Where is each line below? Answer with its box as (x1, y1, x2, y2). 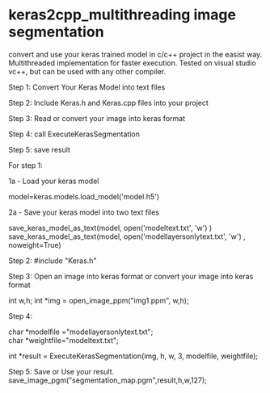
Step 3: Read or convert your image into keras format (8, 113, 186, 123)
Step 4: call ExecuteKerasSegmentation (8, 129, 140, 139)
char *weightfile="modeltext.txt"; (8, 335, 119, 345)
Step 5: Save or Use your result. (8, 366, 115, 376)
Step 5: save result (8, 144, 71, 154)
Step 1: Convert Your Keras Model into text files (8, 82, 166, 92)
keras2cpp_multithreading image (8, 6, 237, 24)
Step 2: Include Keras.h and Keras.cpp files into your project (8, 98, 209, 107)
